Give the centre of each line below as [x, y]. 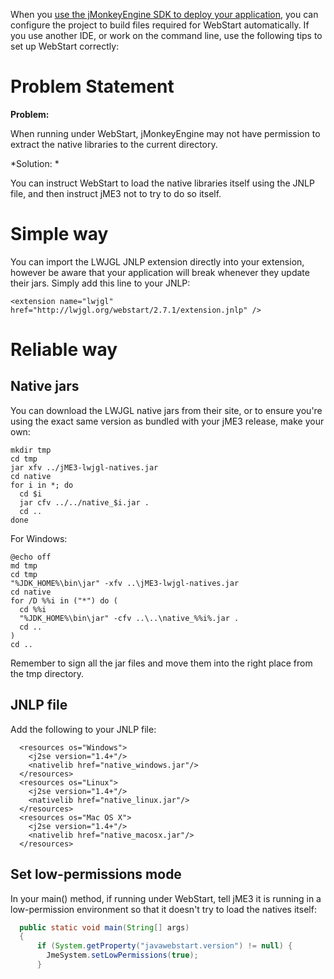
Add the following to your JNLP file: [83, 729]
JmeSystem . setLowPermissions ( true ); [122, 955]
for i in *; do [42, 485]
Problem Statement [92, 86]
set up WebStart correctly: [65, 46]
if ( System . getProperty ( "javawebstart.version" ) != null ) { [164, 946]
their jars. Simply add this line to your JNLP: [100, 283]
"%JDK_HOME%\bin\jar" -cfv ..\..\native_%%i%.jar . [129, 618]
